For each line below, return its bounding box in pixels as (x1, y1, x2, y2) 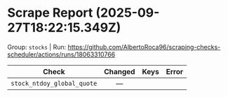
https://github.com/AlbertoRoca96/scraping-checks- (67, 43, 221, 51)
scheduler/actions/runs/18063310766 (7, 50, 116, 59)
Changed (104, 66, 135, 76)
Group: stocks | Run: (7, 43, 67, 51)
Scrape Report (7, 5, 93, 21)
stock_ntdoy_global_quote (11, 79, 98, 87)
